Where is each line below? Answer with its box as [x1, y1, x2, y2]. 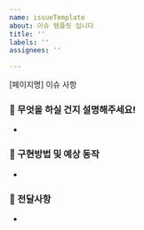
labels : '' [9, 37, 50, 47]
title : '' [9, 29, 46, 38]
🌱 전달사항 [9, 193, 52, 205]
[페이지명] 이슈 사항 [9, 79, 77, 90]
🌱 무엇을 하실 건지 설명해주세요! [9, 104, 136, 116]
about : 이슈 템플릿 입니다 [9, 21, 94, 30]
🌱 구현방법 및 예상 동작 [9, 148, 100, 161]
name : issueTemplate [9, 12, 86, 22]
